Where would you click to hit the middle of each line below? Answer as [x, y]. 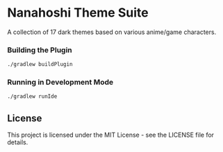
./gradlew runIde [32, 96]
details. [18, 142]
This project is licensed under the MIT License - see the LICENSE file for [110, 135]
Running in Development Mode [60, 83]
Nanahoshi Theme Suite [78, 13]
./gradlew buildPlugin [40, 65]
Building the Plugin [40, 50]
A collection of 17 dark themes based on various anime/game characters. [112, 32]
